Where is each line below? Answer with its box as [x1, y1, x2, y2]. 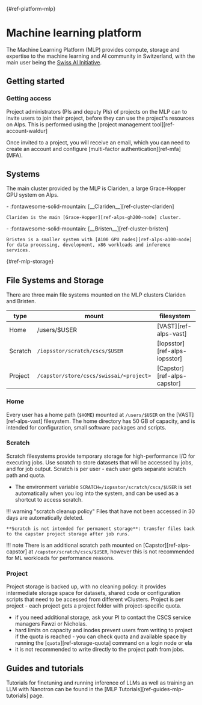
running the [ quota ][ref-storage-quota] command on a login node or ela [14, 639, 192, 647]
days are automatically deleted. [6, 514, 84, 521]
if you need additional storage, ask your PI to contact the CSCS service [14, 614, 191, 621]
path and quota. [6, 472, 46, 479]
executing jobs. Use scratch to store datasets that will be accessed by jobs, [6, 458, 194, 466]
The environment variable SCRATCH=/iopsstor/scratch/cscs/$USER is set [14, 483, 192, 490]
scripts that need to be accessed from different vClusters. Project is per [6, 596, 184, 603]
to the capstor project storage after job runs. [6, 531, 130, 537]
